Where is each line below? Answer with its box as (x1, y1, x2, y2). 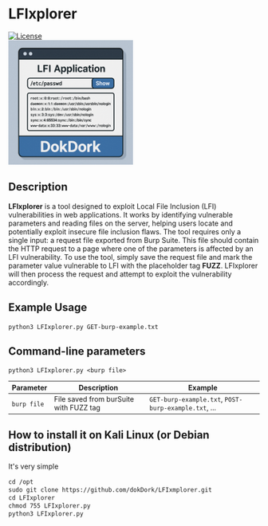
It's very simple (8, 461, 59, 471)
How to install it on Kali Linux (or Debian (8, 428, 210, 442)
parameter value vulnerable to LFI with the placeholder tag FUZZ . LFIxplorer (8, 261, 258, 270)
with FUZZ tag (53, 403, 101, 413)
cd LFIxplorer (8, 494, 56, 502)
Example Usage (8, 300, 88, 315)
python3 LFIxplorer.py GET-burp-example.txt (8, 323, 159, 331)
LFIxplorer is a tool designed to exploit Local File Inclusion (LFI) (8, 201, 217, 211)
